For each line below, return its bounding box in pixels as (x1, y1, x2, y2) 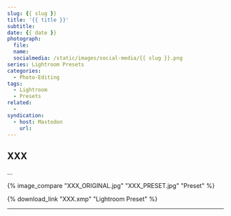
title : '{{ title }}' (7, 16, 69, 23)
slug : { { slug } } (7, 10, 57, 17)
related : (7, 99, 32, 106)
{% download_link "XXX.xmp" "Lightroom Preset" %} (7, 195, 158, 203)
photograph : (7, 36, 41, 43)
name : (13, 49, 30, 56)
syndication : (7, 112, 45, 119)
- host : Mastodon (13, 118, 63, 125)
